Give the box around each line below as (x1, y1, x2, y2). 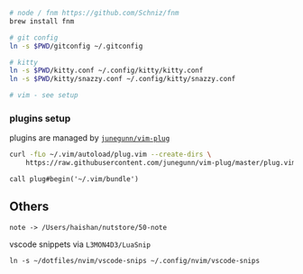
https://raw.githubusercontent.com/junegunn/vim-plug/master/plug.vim (25, 159, 297, 168)
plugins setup (9, 112, 71, 124)
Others (9, 199, 50, 215)
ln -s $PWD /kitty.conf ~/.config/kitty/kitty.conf (9, 66, 204, 76)
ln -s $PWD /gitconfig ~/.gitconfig (9, 41, 143, 50)
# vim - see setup (9, 91, 78, 100)
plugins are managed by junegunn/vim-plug (9, 132, 170, 143)
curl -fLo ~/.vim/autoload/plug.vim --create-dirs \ (9, 150, 212, 160)
